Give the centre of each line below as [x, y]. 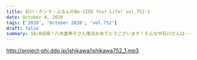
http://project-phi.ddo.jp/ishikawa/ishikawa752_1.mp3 [73, 50]
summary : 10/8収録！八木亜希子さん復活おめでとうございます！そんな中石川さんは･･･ [99, 34]
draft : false [23, 28]
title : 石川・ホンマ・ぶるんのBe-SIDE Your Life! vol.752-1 [78, 12]
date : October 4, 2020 [35, 17]
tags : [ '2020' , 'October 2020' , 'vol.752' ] [62, 23]
